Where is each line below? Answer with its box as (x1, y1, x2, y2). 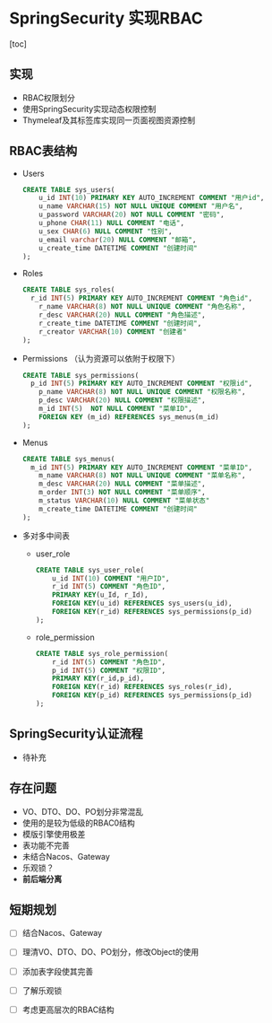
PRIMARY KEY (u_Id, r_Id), (52, 590, 149, 599)
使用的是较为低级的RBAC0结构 (21, 818, 136, 828)
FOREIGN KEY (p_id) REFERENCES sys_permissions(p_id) (52, 691, 253, 700)
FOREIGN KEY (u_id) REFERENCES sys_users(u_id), (52, 599, 233, 608)
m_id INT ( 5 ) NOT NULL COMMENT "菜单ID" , (38, 405, 192, 414)
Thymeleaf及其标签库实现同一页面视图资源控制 (21, 114, 195, 126)
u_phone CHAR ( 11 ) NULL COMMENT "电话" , (38, 219, 185, 228)
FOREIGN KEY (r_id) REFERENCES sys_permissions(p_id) (52, 608, 253, 616)
